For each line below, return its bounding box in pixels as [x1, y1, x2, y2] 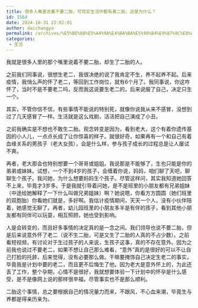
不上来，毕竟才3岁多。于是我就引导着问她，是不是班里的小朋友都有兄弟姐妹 [6, 182, 190, 189]
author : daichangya [6, 25, 54, 31]
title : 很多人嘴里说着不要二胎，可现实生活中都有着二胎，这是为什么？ [6, 8, 156, 15]
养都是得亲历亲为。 [6, 295, 53, 302]
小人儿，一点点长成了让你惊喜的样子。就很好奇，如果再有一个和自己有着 [16, 133, 192, 140]
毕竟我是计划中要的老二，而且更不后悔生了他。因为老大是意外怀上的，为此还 [6, 260, 192, 268]
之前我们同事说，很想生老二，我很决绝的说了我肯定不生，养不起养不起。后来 [6, 71, 192, 78]
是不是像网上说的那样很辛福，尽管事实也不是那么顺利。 [16, 275, 151, 283]
